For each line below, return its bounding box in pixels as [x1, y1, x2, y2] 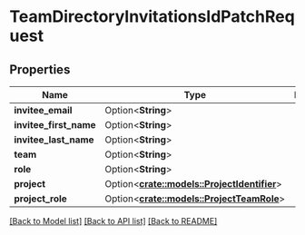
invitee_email [14, 104, 73, 116]
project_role [14, 192, 68, 205]
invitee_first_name [14, 119, 97, 131]
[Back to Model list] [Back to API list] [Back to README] [9, 216, 218, 226]
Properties [9, 62, 71, 77]
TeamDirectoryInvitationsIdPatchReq [9, 6, 295, 27]
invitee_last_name [14, 133, 94, 146]
